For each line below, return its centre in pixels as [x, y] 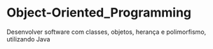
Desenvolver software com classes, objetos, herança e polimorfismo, [106, 32]
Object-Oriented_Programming [99, 13]
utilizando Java [28, 39]
